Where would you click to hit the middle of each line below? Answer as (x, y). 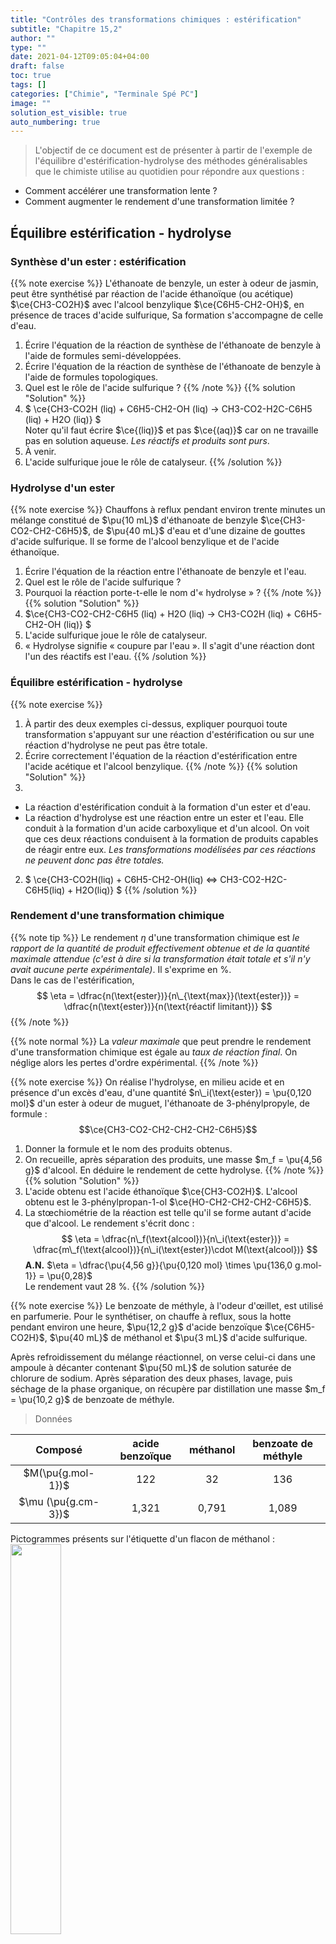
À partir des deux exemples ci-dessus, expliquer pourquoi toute (156, 723)
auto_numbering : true (55, 122)
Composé (59, 1449)
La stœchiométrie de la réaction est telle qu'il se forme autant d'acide (168, 1212)
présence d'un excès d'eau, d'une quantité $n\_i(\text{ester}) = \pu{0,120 (161, 1092)
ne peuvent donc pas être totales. (94, 860)
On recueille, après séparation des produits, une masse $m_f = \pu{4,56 (173, 1159)
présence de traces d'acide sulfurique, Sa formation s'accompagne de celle (167, 315)
